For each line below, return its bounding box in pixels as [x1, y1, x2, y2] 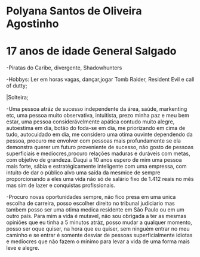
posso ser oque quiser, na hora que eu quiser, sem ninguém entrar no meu [6, 225, 190, 232]
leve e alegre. [6, 244, 40, 252]
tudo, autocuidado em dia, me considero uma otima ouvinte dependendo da [6, 131, 193, 138]
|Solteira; [6, 94, 29, 101]
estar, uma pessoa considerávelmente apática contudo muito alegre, [6, 118, 175, 125]
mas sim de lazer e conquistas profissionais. [6, 182, 115, 189]
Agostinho [6, 17, 59, 31]
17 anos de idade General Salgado [6, 44, 177, 58]
